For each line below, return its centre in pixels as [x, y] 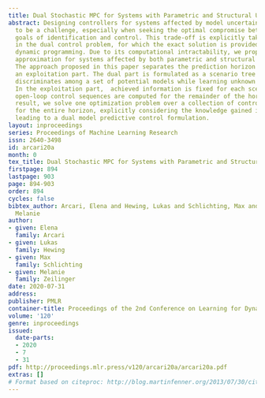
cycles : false [32, 199]
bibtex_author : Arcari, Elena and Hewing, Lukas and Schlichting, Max [127, 206]
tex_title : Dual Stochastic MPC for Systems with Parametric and [118, 162]
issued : [21, 331]
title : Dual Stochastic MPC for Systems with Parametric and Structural [130, 15]
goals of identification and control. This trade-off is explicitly [130, 37]
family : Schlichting [49, 265]
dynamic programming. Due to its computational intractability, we [129, 52]
